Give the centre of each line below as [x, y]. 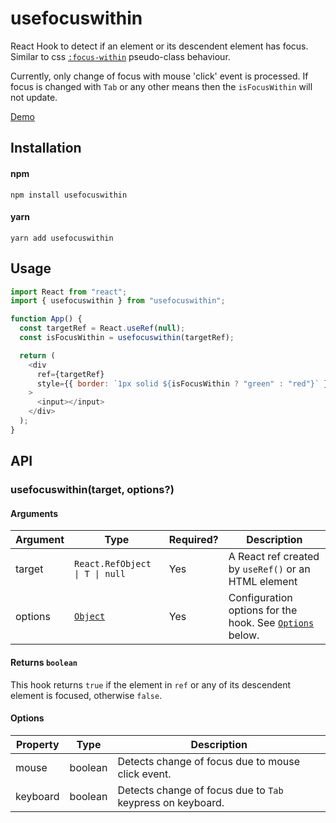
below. [244, 635]
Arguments [34, 513]
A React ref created [274, 557]
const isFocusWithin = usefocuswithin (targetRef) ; [127, 338]
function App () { [46, 319]
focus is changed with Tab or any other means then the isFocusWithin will [161, 86]
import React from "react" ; [69, 292]
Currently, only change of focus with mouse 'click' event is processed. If [159, 76]
